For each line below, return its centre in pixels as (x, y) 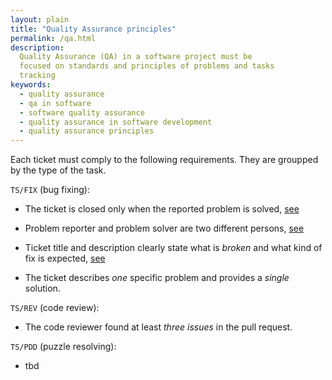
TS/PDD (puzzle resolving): (63, 347)
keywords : (31, 85)
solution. (42, 288)
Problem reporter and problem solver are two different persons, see (164, 228)
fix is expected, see (65, 258)
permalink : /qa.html (53, 38)
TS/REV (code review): (55, 308)
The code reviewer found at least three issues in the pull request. (158, 327)
